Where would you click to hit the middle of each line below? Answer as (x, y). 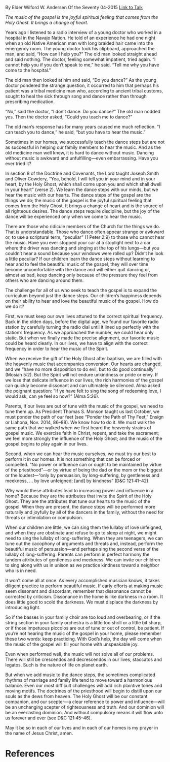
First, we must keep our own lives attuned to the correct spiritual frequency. (84, 316)
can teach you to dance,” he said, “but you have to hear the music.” (75, 132)
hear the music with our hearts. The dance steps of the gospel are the (78, 195)
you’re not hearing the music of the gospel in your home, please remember (83, 633)
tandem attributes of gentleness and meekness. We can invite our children (83, 560)
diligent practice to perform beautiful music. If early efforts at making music (84, 586)
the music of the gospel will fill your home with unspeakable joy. (72, 644)
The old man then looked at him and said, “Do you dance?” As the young (81, 80)
